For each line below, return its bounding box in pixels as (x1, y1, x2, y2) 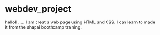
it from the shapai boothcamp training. (5, 24, 82, 30)
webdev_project (5, 3, 71, 14)
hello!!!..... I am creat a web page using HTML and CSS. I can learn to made (5, 19, 156, 25)
